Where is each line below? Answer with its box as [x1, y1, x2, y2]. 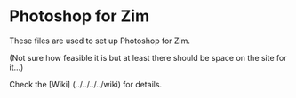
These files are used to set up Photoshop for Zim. [9, 35, 191, 46]
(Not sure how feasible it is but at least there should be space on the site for [9, 52, 287, 63]
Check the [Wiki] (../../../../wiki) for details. [9, 79, 163, 89]
